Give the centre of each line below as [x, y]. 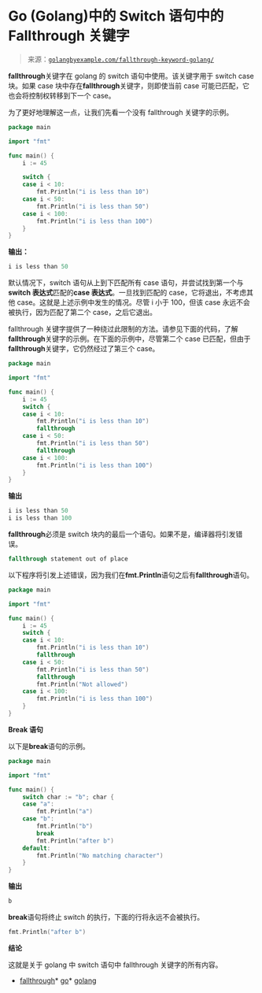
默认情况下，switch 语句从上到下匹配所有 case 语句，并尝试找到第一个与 [126, 283]
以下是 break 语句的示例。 [49, 746]
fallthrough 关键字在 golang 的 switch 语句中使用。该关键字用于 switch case [131, 76]
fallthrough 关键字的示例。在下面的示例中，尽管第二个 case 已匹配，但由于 [129, 339]
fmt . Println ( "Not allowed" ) [82, 684]
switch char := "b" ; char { [68, 797]
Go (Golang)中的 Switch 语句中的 [116, 16]
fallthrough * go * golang [58, 980]
